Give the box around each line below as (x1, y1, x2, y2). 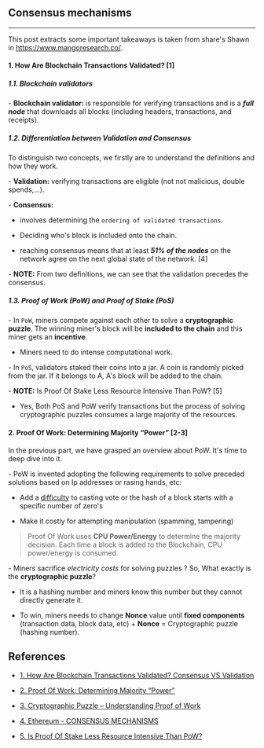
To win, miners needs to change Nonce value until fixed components (19, 610, 245, 620)
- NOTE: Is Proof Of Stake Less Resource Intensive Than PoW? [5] (8, 387, 222, 396)
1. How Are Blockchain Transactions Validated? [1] (8, 60, 175, 70)
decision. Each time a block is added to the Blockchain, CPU (27, 540, 222, 549)
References (8, 650, 66, 663)
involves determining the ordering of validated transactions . (19, 215, 224, 225)
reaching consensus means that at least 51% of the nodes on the (19, 246, 232, 255)
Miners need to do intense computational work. (19, 347, 173, 357)
